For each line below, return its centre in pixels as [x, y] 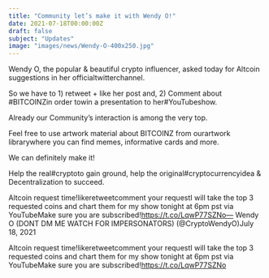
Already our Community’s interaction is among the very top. [108, 118]
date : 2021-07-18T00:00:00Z [56, 24]
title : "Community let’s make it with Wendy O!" [92, 16]
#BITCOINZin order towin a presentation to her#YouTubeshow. [113, 102]
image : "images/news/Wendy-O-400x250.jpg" [81, 46]
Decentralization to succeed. [56, 182]
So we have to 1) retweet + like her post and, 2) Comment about [115, 93]
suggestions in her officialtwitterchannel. [77, 78]
